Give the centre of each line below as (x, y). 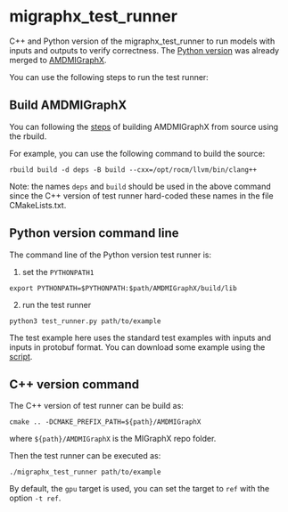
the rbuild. (28, 136)
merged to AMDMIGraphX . (58, 60)
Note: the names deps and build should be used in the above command (140, 186)
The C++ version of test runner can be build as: (97, 406)
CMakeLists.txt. (38, 205)
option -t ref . (35, 498)
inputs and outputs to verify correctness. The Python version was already (144, 50)
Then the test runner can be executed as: (85, 456)
